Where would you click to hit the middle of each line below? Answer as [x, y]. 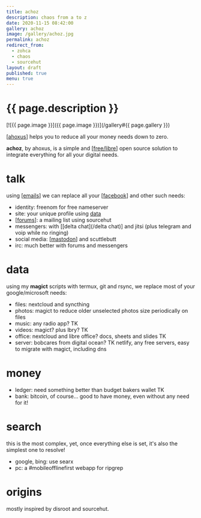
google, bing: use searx [44, 461]
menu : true [20, 79]
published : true [26, 73]
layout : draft [24, 68]
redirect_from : [25, 46]
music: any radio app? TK [46, 323]
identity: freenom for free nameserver [61, 207]
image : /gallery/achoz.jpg [40, 34]
